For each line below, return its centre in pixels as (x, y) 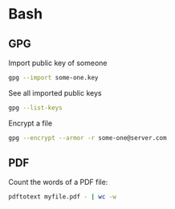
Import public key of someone (58, 63)
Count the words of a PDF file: (58, 182)
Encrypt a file (31, 123)
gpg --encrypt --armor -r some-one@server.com (87, 137)
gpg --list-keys (35, 108)
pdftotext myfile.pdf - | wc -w (62, 197)
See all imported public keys (55, 92)
